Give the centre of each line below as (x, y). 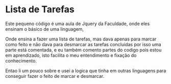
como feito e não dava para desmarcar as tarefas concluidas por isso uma (83, 44)
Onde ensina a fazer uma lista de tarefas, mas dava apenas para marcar (81, 39)
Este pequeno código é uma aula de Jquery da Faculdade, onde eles (78, 24)
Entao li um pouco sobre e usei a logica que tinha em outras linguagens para (86, 71)
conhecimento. (21, 60)
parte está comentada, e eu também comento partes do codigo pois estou (83, 50)
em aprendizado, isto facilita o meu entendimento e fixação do (71, 55)
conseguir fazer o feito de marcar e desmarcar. (55, 76)
